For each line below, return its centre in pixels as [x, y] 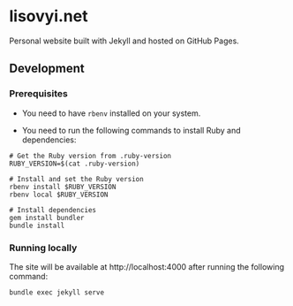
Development [47, 69]
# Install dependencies [53, 210]
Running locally [43, 248]
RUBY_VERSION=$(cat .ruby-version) [75, 164]
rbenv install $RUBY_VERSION [63, 187]
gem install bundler [47, 218]
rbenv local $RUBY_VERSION [59, 195]
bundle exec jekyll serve [56, 292]
